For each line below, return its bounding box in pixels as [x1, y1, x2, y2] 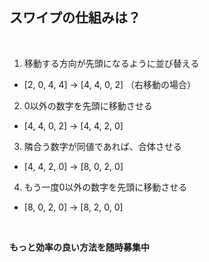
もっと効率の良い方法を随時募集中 [9, 241, 150, 253]
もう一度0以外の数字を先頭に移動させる [23, 181, 188, 193]
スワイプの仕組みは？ [9, 9, 141, 27]
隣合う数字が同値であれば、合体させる [23, 140, 182, 152]
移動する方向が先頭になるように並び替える [23, 57, 200, 69]
